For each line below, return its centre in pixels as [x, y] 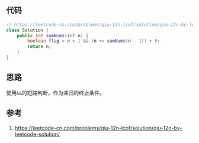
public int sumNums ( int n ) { [53, 35]
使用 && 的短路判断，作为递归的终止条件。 [56, 93]
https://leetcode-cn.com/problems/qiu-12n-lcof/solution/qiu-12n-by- [98, 128]
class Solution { [28, 30]
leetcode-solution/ [37, 134]
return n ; [39, 47]
